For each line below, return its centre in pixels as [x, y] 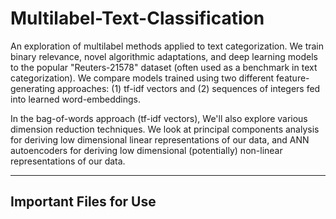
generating [33, 88]
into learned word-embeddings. [76, 99]
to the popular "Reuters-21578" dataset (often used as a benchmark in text [164, 67]
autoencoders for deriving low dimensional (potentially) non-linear [146, 150]
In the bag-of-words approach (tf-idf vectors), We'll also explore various [159, 118]
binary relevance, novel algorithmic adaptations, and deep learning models [164, 56]
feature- [293, 78]
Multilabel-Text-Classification [137, 18]
